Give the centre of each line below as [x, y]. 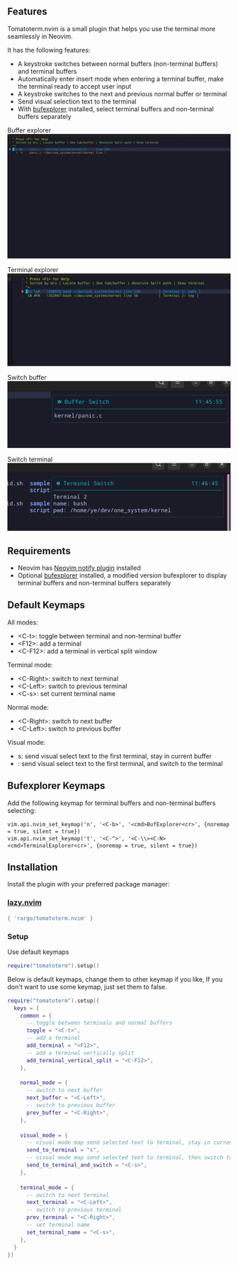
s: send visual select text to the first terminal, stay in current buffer [115, 756]
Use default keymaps [38, 952]
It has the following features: [49, 50]
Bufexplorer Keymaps [56, 786]
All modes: [23, 622]
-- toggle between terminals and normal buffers [99, 1023]
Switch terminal [30, 459]
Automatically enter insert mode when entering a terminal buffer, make [121, 79]
